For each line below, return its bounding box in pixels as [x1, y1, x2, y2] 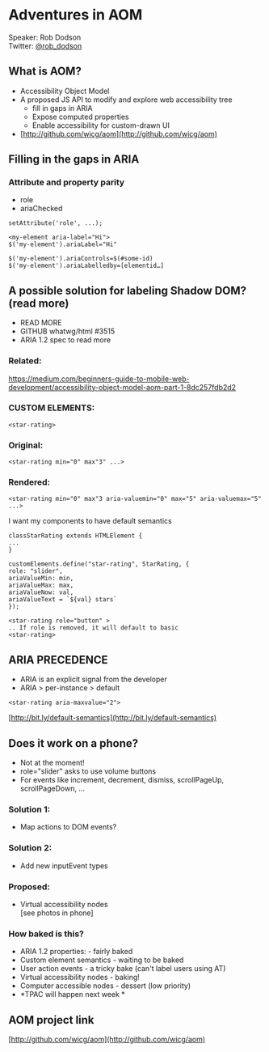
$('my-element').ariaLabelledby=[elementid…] [8, 261, 164, 270]
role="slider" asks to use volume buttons [19, 766, 156, 776]
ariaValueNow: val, [8, 588, 74, 596]
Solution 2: [8, 842, 53, 854]
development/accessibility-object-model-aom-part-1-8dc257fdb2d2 [8, 382, 237, 392]
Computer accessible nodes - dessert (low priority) [19, 981, 191, 990]
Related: [8, 355, 42, 367]
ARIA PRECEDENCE [8, 653, 108, 667]
